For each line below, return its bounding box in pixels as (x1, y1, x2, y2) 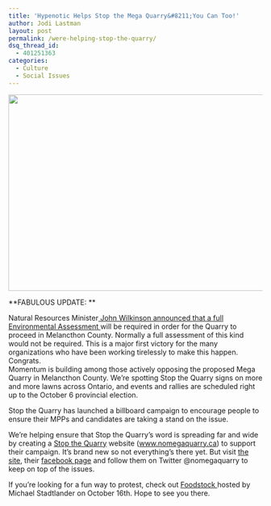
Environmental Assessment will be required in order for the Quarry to (8, 321, 237, 331)
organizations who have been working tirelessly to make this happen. (8, 347, 239, 357)
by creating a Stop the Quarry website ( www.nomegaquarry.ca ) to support (8, 438, 256, 448)
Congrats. (8, 355, 42, 365)
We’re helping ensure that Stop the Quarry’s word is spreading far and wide (8, 429, 259, 439)
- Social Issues (15, 72, 70, 80)
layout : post (8, 27, 52, 35)
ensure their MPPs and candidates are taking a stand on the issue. (8, 414, 229, 424)
